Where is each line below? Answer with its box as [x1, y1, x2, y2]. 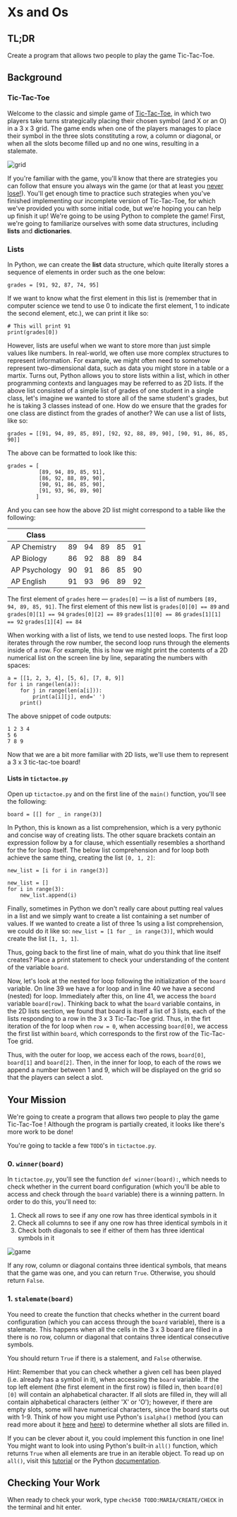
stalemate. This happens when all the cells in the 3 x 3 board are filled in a [7, 1325, 223, 1334]
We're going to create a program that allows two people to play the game [7, 1112, 220, 1121]
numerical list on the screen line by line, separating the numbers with [7, 653, 208, 662]
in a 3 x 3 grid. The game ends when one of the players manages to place [7, 124, 222, 132]
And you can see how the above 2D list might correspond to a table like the [7, 505, 226, 514]
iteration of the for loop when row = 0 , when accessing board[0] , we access [7, 1022, 228, 1030]
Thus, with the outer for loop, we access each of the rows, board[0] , [7, 1051, 206, 1059]
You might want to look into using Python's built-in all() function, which [7, 1441, 218, 1450]
